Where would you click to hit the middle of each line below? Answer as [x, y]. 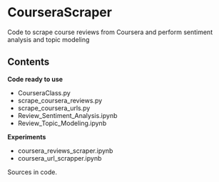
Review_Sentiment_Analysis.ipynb [67, 115]
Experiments [27, 136]
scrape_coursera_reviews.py [60, 100]
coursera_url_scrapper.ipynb [60, 158]
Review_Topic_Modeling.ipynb [62, 123]
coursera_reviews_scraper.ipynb [65, 151]
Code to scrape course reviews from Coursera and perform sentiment [110, 32]
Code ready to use [35, 79]
